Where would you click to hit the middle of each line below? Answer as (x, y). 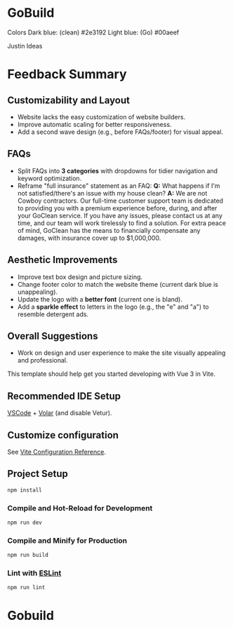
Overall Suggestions (53, 336)
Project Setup (38, 474)
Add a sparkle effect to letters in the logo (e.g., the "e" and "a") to (113, 306)
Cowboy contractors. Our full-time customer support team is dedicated (120, 201)
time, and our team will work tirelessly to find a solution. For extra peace (122, 223)
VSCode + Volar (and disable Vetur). (60, 413)
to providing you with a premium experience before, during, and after (117, 208)
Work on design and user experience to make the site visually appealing (121, 353)
